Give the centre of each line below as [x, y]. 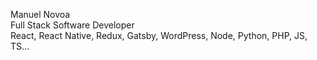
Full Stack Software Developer [72, 25]
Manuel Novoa [40, 14]
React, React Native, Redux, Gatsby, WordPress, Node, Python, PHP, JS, [159, 35]
